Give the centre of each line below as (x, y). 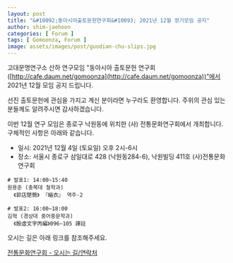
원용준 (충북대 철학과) (36, 188)
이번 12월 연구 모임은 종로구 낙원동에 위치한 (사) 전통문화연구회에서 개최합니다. (115, 124)
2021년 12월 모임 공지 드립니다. (50, 85)
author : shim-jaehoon (39, 27)
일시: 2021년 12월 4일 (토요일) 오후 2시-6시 (77, 148)
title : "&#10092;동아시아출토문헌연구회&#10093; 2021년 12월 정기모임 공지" (109, 20)
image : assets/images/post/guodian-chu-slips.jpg (82, 47)
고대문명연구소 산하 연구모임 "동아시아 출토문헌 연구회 (82, 67)
